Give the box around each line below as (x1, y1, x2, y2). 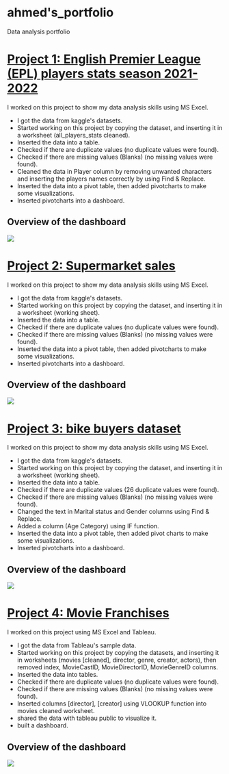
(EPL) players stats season (7, 66, 162, 81)
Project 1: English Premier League (7, 51, 202, 67)
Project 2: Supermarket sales (7, 258, 176, 273)
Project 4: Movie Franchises (7, 606, 170, 621)
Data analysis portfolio (7, 27, 70, 36)
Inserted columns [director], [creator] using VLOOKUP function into (16, 699, 207, 708)
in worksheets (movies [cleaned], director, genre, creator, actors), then (16, 656, 217, 665)
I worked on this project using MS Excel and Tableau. (7, 628, 157, 636)
